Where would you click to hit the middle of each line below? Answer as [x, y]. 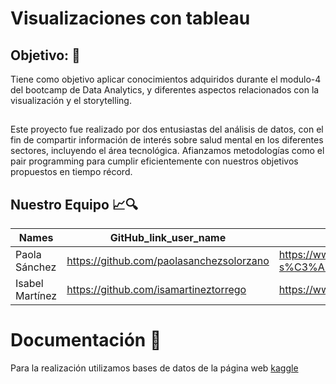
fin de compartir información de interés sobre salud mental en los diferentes [167, 140]
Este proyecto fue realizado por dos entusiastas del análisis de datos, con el [167, 129]
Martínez [36, 296]
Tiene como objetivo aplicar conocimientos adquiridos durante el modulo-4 [166, 79]
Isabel [29, 284]
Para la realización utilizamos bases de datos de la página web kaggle [154, 368]
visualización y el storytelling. [71, 100]
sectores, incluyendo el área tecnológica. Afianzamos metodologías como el [167, 151]
